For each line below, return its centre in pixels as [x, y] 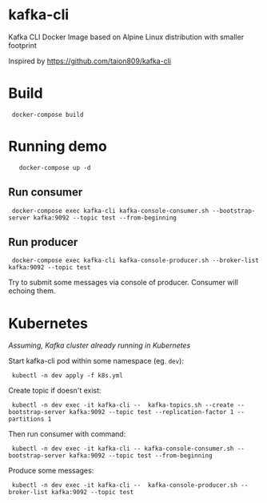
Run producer [43, 242]
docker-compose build [48, 115]
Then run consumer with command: [67, 434]
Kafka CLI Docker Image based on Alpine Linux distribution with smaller [126, 37]
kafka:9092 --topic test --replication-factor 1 [151, 412]
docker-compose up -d [55, 167]
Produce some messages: [51, 471]
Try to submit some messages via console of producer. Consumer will [123, 283]
